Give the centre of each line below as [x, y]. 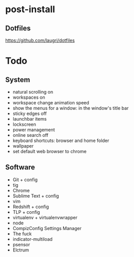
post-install [30, 9]
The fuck [22, 234]
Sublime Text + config [36, 196]
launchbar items [30, 119]
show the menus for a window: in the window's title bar [71, 108]
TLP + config [26, 212]
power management [34, 130]
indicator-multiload [32, 239]
